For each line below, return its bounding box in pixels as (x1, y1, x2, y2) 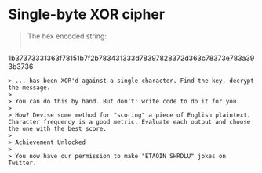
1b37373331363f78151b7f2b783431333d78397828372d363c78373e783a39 (8, 53, 255, 63)
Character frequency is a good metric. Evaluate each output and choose (8, 117, 251, 126)
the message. (8, 84, 51, 92)
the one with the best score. (8, 124, 107, 132)
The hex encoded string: (27, 31, 107, 41)
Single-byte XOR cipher (8, 5, 166, 23)
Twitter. (8, 159, 37, 167)
